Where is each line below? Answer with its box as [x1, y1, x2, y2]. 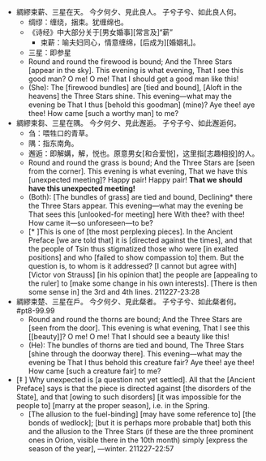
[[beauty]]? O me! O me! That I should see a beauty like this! [28, 332, 230, 341]
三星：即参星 [28, 48, 71, 57]
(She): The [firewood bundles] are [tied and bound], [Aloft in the [28, 83, 242, 92]
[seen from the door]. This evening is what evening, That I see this [28, 323, 250, 333]
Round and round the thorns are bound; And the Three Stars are [28, 315, 242, 324]
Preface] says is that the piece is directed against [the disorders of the [15, 384, 251, 393]
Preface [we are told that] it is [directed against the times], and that [28, 235, 253, 245]
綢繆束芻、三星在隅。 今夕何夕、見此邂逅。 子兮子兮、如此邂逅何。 [15, 118, 241, 127]
